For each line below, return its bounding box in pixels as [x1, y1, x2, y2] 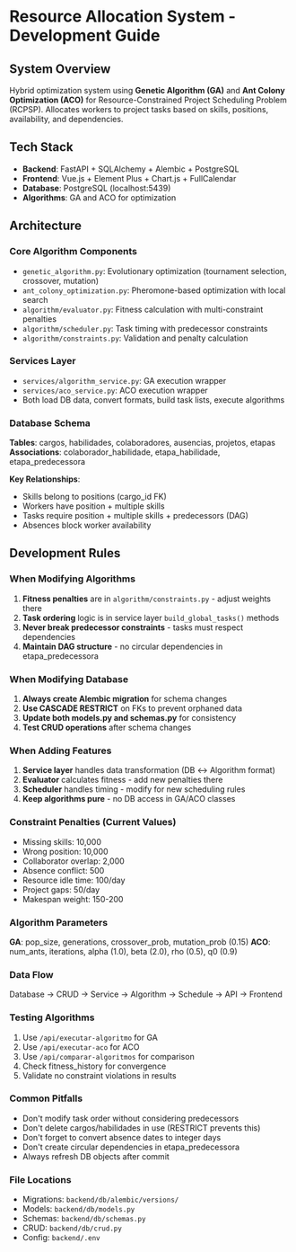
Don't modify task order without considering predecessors [22, 1113, 239, 1123]
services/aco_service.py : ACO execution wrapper [22, 385, 208, 395]
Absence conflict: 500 [22, 865, 105, 875]
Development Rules [9, 546, 121, 561]
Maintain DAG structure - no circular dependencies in [22, 641, 223, 652]
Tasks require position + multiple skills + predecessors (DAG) [22, 511, 249, 521]
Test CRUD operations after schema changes [22, 722, 192, 733]
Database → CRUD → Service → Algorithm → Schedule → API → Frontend [9, 989, 283, 999]
